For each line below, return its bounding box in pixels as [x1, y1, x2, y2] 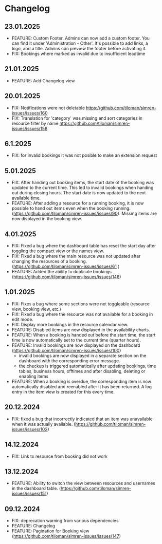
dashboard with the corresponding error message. [18, 357, 120, 363]
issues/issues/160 [11, 110, 48, 116]
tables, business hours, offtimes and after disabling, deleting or [18, 368, 145, 374]
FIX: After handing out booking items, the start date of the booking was [11, 180, 154, 186]
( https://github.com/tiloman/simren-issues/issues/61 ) [11, 263, 120, 269]
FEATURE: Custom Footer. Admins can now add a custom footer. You [11, 35, 150, 41]
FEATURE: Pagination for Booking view [11, 528, 90, 534]
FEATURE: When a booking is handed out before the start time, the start [11, 332, 156, 338]
